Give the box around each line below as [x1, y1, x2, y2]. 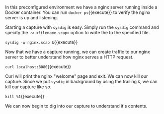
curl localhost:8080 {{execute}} [5, 64, 71, 69]
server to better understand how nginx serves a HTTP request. [5, 54, 134, 60]
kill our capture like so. [5, 84, 52, 90]
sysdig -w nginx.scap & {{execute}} [5, 39, 78, 45]
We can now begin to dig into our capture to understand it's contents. [5, 103, 148, 109]
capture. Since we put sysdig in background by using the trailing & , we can [5, 79, 158, 84]
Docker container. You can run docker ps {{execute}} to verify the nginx [5, 9, 151, 15]
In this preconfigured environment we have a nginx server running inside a [5, 4, 158, 10]
